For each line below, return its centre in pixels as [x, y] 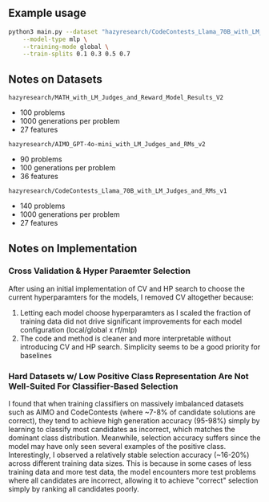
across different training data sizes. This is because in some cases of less [130, 463]
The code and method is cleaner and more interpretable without [125, 338]
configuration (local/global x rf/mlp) [78, 329]
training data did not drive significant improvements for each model [131, 321]
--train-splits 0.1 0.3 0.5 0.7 [76, 54]
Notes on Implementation [73, 248]
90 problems [41, 159]
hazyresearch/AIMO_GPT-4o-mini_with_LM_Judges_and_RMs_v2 [107, 145]
